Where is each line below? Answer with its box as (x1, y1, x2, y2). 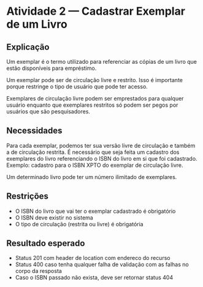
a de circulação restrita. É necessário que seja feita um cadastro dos (6, 148, 180, 156)
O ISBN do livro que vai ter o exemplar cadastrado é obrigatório (15, 207, 176, 215)
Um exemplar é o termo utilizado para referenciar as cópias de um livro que (6, 58, 197, 65)
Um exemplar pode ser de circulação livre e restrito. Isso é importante (6, 77, 183, 83)
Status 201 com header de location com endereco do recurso (15, 254, 170, 262)
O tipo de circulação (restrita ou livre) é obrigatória (15, 220, 144, 228)
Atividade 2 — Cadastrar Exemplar (6, 4, 186, 18)
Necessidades (6, 126, 63, 136)
